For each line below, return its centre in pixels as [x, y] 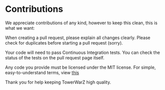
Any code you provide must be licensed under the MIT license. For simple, [81, 67]
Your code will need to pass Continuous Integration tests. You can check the [82, 52]
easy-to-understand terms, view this [42, 72]
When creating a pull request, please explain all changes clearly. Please [78, 38]
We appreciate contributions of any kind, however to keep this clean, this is [81, 23]
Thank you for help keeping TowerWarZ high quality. [58, 82]
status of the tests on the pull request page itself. [55, 57]
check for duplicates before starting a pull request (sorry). [64, 43]
